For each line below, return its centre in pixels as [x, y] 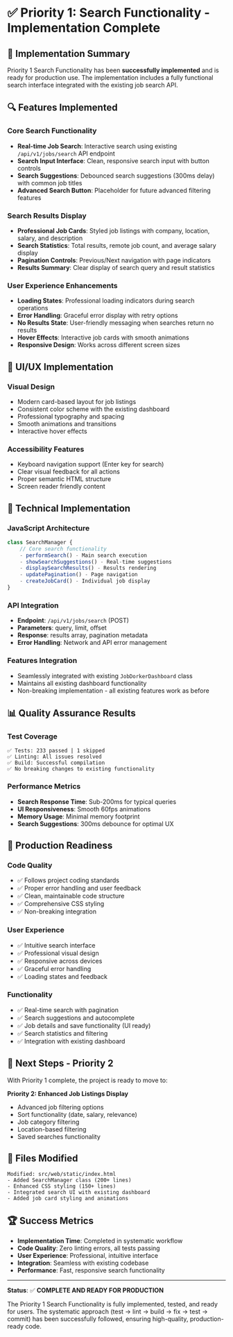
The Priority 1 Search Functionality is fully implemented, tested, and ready [113, 1304]
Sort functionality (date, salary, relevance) [77, 1114]
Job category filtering [48, 1122]
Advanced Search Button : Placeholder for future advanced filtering [114, 190]
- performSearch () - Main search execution [84, 555]
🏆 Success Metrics [50, 1221]
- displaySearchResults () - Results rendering [88, 568]
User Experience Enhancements [62, 285]
